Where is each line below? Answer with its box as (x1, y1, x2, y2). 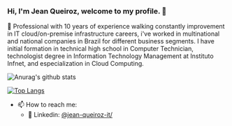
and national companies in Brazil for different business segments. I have (7, 37, 215, 45)
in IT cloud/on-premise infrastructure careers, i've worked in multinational (7, 29, 220, 38)
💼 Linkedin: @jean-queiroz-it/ (27, 111, 113, 119)
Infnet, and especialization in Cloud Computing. (7, 59, 145, 68)
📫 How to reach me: (17, 101, 78, 109)
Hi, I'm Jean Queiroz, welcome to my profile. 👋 (7, 6, 167, 16)
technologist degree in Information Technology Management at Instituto (7, 52, 215, 60)
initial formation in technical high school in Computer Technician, (7, 45, 194, 53)
